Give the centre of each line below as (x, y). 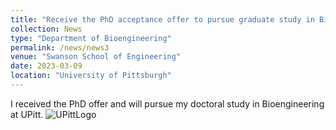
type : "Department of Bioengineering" (91, 38)
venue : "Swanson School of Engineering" (96, 57)
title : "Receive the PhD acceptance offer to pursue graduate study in (162, 19)
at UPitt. (27, 114)
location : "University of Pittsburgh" (91, 76)
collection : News (46, 29)
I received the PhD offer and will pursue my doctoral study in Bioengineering (167, 103)
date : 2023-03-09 (46, 66)
